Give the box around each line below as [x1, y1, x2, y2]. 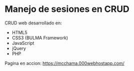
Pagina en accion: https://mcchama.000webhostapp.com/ [4, 60, 124, 66]
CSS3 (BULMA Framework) [11, 35, 68, 41]
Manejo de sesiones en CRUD [4, 3, 129, 15]
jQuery [11, 45, 26, 51]
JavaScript [11, 40, 34, 46]
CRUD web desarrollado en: [4, 20, 62, 26]
